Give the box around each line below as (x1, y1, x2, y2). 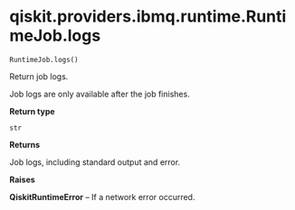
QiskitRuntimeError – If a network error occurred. (9, 191, 195, 202)
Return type (9, 105, 56, 116)
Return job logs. (9, 70, 69, 82)
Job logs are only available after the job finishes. (9, 88, 190, 99)
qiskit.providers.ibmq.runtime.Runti (9, 6, 287, 27)
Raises (9, 174, 36, 185)
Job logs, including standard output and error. (9, 156, 181, 168)
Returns (9, 139, 41, 150)
